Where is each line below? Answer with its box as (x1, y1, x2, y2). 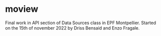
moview (5, 3, 39, 15)
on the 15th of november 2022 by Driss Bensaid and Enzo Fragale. (5, 25, 140, 31)
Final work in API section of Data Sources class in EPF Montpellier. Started (5, 20, 157, 26)
